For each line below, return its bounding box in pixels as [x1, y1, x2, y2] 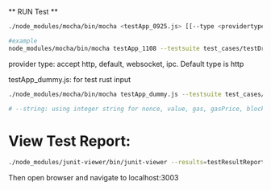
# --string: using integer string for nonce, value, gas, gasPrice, [8, 105, 244, 113]
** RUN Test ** [8, 7, 58, 16]
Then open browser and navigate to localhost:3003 [8, 173, 179, 183]
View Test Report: [8, 132, 131, 150]
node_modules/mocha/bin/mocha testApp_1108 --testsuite [8, 44, 200, 52]
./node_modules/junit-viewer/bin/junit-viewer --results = [8, 159, 207, 167]
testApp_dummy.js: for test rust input [8, 74, 131, 84]
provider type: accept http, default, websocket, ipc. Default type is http [8, 59, 244, 68]
